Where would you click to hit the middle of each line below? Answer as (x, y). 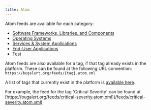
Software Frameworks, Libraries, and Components (63, 33)
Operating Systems (32, 38)
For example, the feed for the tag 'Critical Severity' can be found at (73, 91)
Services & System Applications (45, 43)
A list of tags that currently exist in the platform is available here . (70, 82)
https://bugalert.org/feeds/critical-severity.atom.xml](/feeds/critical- (76, 97)
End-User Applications (35, 48)
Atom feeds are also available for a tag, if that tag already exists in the (76, 63)
